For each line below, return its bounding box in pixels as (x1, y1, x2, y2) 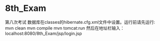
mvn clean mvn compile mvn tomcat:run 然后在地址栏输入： (5, 25, 125, 31)
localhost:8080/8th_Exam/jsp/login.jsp (5, 31, 82, 36)
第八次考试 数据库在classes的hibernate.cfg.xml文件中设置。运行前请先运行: (5, 19, 155, 25)
